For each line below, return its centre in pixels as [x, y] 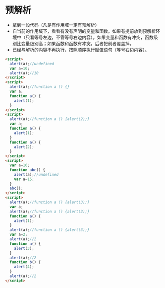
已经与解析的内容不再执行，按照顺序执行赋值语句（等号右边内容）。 [81, 50]
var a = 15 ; [24, 179]
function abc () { [27, 170]
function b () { [25, 262]
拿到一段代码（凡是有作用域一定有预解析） [56, 25]
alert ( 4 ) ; [24, 267]
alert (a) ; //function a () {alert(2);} [50, 119]
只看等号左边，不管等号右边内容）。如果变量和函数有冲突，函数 [89, 37]
